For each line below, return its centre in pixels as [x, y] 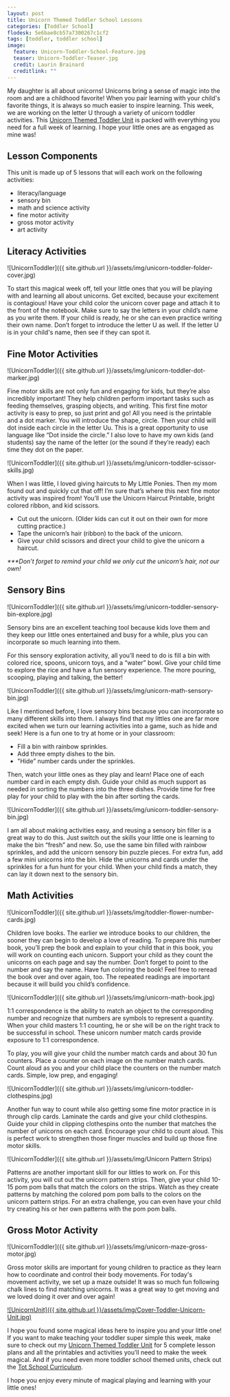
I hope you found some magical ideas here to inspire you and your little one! [114, 1330]
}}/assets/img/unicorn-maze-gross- [157, 1247]
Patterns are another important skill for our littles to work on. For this [104, 1172]
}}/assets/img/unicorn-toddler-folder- [159, 268]
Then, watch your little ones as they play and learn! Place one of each [106, 774]
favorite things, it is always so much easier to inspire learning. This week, [111, 105]
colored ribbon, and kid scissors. [54, 505]
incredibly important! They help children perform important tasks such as [111, 398]
